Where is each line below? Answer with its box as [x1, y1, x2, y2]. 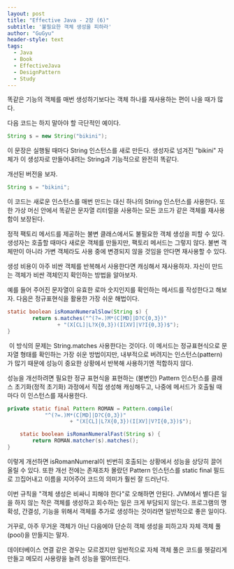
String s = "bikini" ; [7, 184, 71, 191]
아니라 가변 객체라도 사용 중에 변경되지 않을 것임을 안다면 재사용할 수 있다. [25, 247, 227, 256]
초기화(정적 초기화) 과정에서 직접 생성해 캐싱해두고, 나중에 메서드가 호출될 [14, 382, 215, 391]
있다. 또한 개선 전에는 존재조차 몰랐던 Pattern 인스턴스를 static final [27, 466, 212, 474]
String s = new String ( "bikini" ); [7, 133, 108, 140]
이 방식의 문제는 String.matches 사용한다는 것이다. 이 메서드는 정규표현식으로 [8, 341, 220, 350]
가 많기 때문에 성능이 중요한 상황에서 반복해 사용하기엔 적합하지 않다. [7, 359, 193, 367]
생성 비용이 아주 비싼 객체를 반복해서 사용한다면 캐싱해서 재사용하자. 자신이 [7, 262, 211, 271]
